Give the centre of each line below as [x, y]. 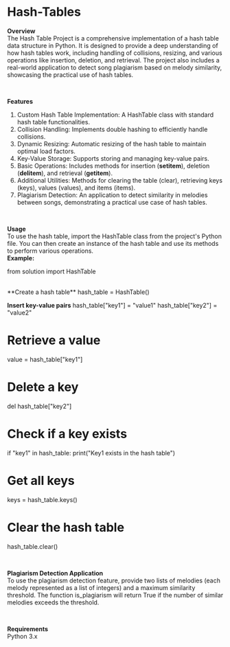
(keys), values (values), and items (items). [76, 188]
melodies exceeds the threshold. [53, 602]
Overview [21, 31]
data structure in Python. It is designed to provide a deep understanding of [113, 45]
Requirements [28, 628]
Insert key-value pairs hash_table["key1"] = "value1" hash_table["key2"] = [112, 305]
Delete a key [43, 387]
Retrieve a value [54, 340]
